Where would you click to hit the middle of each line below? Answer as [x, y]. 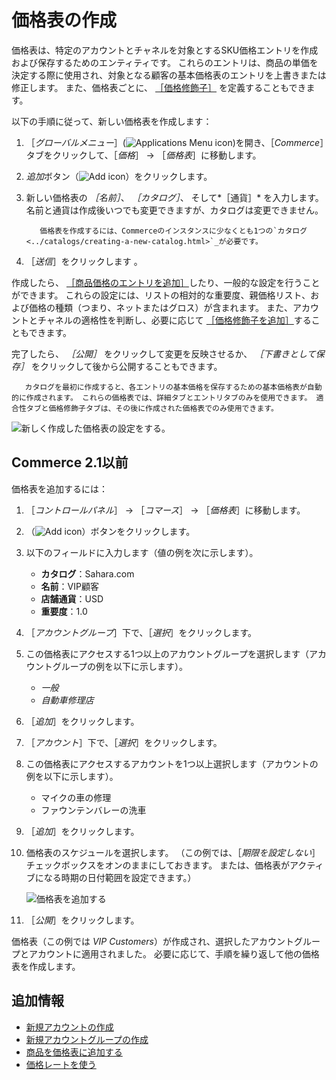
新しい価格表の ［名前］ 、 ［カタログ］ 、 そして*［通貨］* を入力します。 [174, 197]
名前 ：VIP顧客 [69, 586]
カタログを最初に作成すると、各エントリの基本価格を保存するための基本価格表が [166, 387]
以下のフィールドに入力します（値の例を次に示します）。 [142, 552]
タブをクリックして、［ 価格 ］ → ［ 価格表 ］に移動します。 [143, 155]
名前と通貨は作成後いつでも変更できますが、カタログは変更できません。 [174, 210]
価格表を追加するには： [59, 488]
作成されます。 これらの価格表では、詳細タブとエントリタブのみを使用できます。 [169, 397]
